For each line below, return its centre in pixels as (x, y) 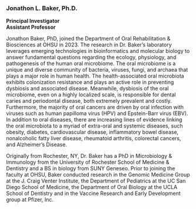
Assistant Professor (31, 27)
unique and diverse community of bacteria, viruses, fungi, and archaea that (97, 70)
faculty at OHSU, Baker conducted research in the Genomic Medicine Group (98, 175)
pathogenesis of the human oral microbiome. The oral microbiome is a (91, 63)
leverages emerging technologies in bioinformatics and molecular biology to (98, 51)
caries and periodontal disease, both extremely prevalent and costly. (89, 101)
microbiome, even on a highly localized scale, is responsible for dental (91, 95)
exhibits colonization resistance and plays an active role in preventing (90, 82)
